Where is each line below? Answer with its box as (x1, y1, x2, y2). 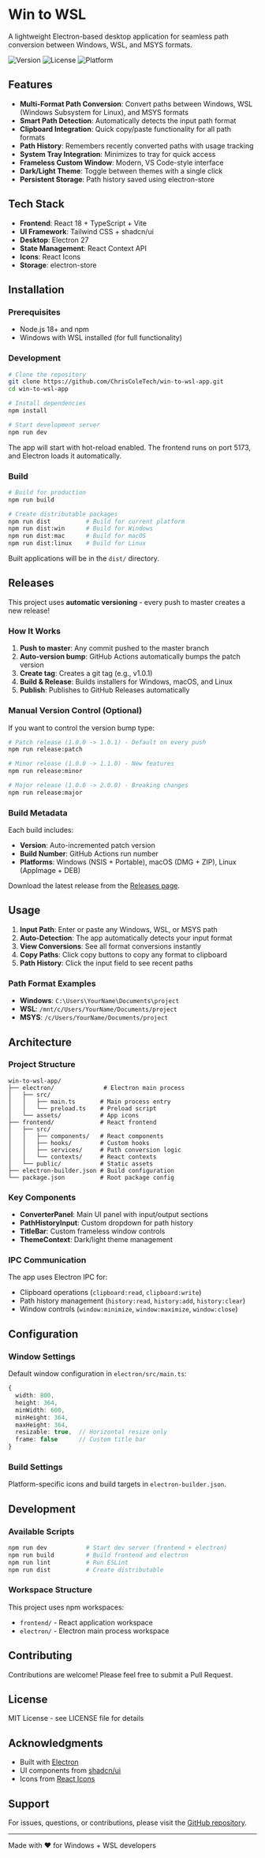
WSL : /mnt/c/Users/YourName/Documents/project (19, 1004, 177, 1014)
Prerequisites (8, 306, 61, 317)
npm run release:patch (8, 745, 83, 754)
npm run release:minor (8, 767, 83, 775)
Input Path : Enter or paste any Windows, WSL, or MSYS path (19, 924, 218, 934)
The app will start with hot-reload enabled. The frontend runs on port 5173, (8, 442, 251, 452)
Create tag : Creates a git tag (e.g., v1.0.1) (19, 669, 153, 678)
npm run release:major (8, 789, 83, 797)
